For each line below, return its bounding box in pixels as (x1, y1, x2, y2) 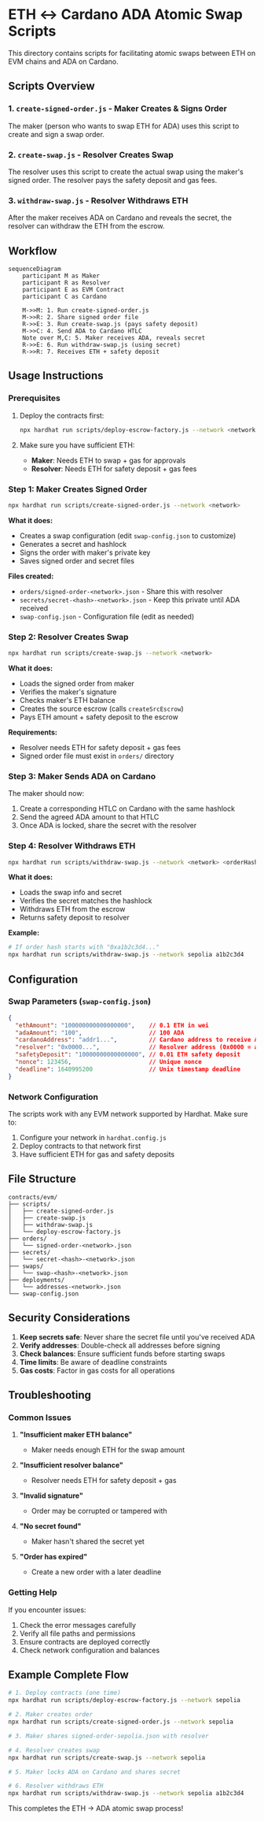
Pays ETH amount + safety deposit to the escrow (19, 712, 178, 722)
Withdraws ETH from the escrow (19, 905, 126, 914)
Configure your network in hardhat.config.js (19, 1133, 167, 1143)
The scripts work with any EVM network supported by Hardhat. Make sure (8, 1109, 248, 1119)
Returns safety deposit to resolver (19, 912, 130, 923)
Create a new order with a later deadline (31, 1567, 162, 1577)
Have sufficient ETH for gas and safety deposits (19, 1150, 175, 1159)
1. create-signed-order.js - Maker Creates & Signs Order (8, 103, 228, 114)
